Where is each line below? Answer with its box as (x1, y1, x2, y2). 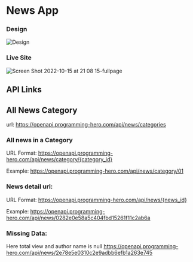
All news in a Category (6, 135, 73, 144)
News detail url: (6, 182, 53, 191)
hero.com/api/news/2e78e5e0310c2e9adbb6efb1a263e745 (6, 249, 153, 256)
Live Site (6, 53, 32, 62)
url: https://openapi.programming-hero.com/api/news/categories (6, 121, 166, 128)
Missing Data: (6, 229, 48, 237)
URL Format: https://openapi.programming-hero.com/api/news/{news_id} (6, 196, 187, 203)
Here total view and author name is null (6, 242, 103, 249)
